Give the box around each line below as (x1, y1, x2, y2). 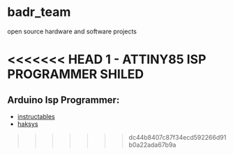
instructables (17, 112, 55, 120)
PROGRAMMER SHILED (7, 67, 144, 82)
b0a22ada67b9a (128, 140, 176, 149)
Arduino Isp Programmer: (7, 94, 120, 106)
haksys (17, 120, 38, 128)
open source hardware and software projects (7, 27, 137, 35)
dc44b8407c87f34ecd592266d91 (128, 133, 227, 141)
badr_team (7, 4, 71, 20)
